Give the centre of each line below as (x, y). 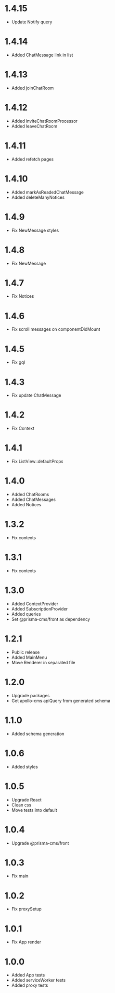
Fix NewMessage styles (35, 230)
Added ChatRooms (30, 495)
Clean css (21, 805)
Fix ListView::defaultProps (37, 462)
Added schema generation (38, 734)
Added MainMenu (29, 657)
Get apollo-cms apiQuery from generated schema (61, 701)
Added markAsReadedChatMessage (48, 192)
